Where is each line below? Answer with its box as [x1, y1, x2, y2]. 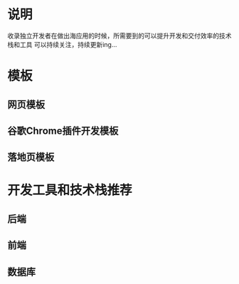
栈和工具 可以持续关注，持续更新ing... [7, 40, 117, 48]
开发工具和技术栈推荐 [7, 182, 133, 199]
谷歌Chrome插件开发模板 [7, 125, 119, 137]
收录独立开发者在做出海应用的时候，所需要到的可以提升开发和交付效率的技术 [7, 31, 232, 40]
